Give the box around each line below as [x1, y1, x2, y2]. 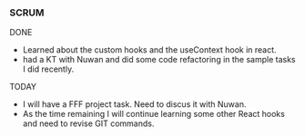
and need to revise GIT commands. [22, 118, 155, 129]
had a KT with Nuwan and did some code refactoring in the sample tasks [22, 54, 296, 65]
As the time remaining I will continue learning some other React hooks [22, 109, 285, 120]
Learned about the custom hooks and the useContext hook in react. [22, 44, 277, 55]
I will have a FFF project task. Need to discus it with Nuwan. [22, 99, 247, 110]
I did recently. [22, 63, 75, 74]
